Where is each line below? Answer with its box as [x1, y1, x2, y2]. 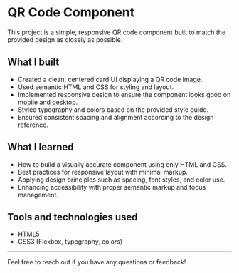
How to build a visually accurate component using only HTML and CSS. [17, 160, 228, 168]
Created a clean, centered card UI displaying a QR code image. [17, 75, 203, 83]
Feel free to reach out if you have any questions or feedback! [7, 258, 186, 267]
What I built [7, 56, 60, 68]
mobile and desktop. [17, 98, 78, 106]
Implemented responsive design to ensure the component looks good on [17, 90, 231, 98]
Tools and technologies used [7, 211, 138, 223]
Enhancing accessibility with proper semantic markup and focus [17, 182, 206, 191]
